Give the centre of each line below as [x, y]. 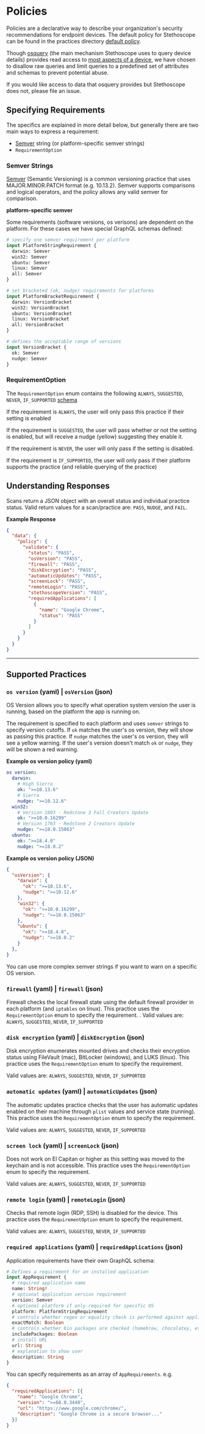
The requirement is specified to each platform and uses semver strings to [98, 724]
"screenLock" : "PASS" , [57, 581]
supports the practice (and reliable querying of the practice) [82, 467]
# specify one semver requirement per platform [68, 240]
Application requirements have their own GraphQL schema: [81, 1260]
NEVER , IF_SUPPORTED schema [42, 399]
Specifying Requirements [56, 110]
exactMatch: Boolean [38, 1323]
